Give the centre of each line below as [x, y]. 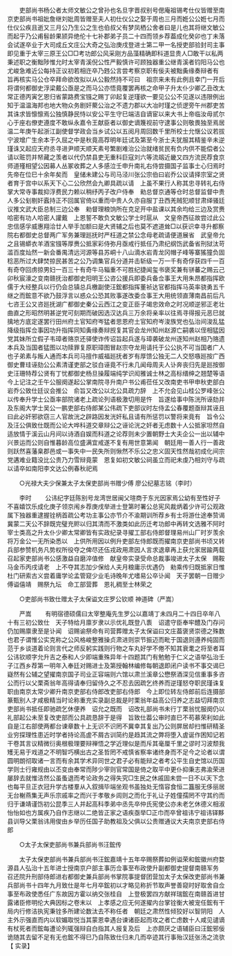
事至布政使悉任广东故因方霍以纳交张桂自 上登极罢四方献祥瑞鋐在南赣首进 [113, 894]
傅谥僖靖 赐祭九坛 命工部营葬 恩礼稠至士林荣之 [80, 584]
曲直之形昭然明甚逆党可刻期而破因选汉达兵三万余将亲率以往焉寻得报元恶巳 [113, 313]
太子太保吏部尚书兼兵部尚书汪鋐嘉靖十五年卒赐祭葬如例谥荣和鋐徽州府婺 [122, 859]
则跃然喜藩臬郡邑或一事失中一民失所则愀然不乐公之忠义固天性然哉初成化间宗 [116, 451]
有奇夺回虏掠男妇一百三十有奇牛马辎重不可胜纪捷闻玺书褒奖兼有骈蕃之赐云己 [116, 269]
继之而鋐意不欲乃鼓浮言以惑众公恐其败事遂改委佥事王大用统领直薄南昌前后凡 [116, 295]
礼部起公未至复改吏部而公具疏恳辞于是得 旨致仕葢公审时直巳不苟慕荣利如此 [116, 717]
